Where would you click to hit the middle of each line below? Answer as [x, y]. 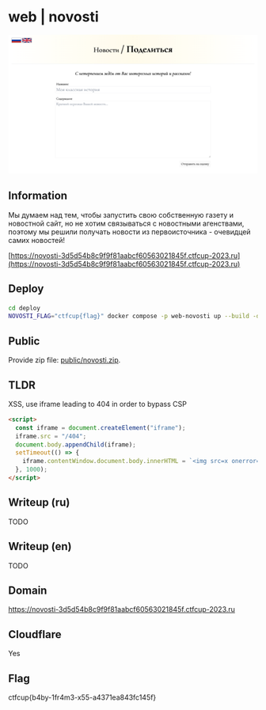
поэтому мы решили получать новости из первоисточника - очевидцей [129, 232]
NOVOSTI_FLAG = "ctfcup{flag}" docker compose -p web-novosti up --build [129, 317]
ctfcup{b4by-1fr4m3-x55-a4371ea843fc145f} [82, 697]
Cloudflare [35, 634]
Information [38, 196]
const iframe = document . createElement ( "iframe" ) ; [101, 427]
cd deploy [25, 308]
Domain [28, 590]
